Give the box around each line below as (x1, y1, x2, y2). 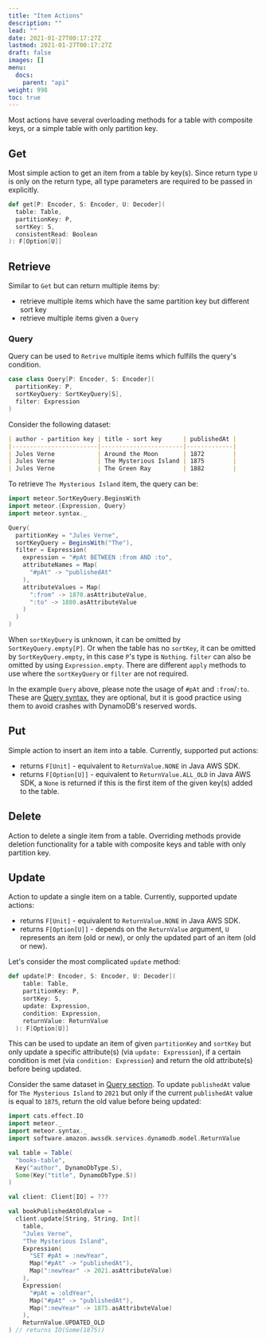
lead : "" (8, 26, 37, 34)
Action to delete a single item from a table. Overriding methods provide (8, 831, 241, 840)
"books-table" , (15, 1156, 66, 1164)
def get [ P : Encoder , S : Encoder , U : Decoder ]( (8, 200, 166, 208)
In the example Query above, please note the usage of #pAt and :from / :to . (8, 684, 249, 694)
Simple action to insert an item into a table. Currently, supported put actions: (8, 745, 259, 755)
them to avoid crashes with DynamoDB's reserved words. (8, 701, 198, 711)
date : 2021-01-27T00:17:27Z (8, 34, 102, 42)
